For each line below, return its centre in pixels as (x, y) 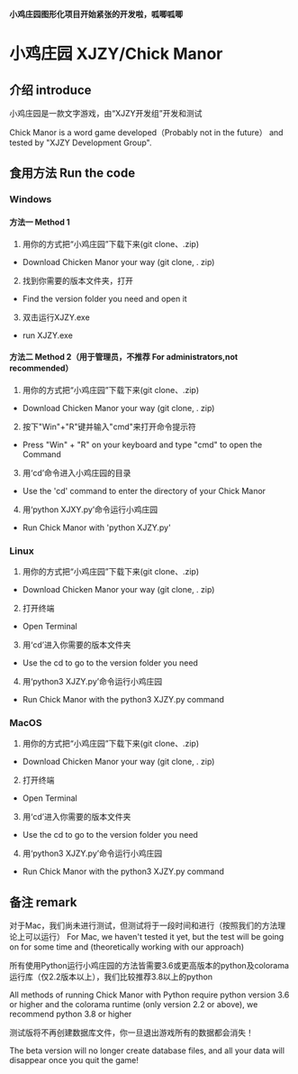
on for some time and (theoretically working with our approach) (127, 947)
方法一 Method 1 (40, 222)
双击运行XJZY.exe (56, 317)
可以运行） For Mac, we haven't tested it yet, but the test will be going (154, 937)
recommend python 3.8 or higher (71, 1014)
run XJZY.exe (48, 335)
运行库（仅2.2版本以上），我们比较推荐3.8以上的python (111, 977)
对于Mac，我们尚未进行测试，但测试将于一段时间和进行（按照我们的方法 (144, 926)
